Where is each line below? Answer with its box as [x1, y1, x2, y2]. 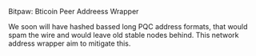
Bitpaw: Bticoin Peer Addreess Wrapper [8, 7, 139, 16]
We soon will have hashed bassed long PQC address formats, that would [8, 22, 248, 31]
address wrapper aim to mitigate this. [8, 39, 131, 48]
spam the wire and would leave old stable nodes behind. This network [8, 31, 239, 39]
